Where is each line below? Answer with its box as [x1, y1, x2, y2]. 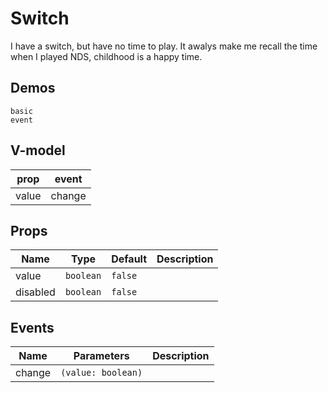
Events [10, 319, 55, 336]
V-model [10, 142, 66, 159]
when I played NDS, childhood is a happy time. [10, 50, 203, 62]
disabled [15, 285, 56, 299]
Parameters [73, 349, 130, 363]
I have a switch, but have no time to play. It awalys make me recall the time [10, 40, 318, 52]
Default [111, 252, 148, 266]
